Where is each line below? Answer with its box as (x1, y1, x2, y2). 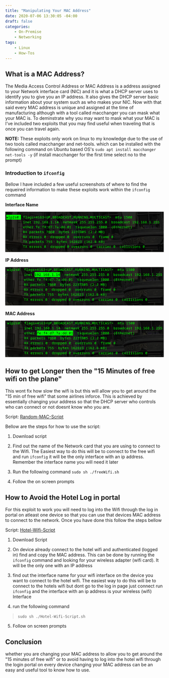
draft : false (5, 19, 33, 24)
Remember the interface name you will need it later (12, 459, 119, 465)
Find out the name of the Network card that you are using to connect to (12, 443, 160, 449)
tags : (5, 40, 17, 45)
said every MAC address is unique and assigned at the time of (5, 105, 134, 111)
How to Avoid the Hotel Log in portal (5, 493, 120, 502)
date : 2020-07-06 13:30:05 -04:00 (5, 13, 78, 19)
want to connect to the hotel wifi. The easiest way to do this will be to (12, 578, 156, 584)
